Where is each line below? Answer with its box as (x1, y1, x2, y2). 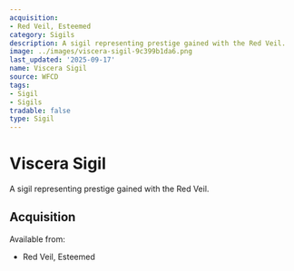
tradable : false (9, 106, 71, 115)
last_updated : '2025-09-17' (9, 55, 116, 64)
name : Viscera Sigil (9, 64, 88, 73)
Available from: (9, 233, 65, 245)
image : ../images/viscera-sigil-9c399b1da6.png (9, 47, 193, 56)
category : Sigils (9, 30, 75, 39)
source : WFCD (9, 73, 59, 82)
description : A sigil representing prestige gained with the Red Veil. (9, 38, 286, 48)
